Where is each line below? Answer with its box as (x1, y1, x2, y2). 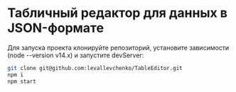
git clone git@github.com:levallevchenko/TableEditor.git (7, 64, 183, 71)
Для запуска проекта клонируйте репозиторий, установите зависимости (7, 43, 230, 52)
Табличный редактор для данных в (7, 5, 227, 21)
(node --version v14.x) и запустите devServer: (7, 51, 144, 59)
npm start (7, 78, 37, 85)
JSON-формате (7, 20, 104, 36)
